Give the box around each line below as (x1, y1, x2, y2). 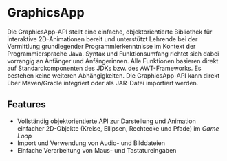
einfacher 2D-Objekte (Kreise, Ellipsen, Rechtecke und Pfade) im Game (17, 124, 219, 132)
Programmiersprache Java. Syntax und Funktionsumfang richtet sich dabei (7, 50, 219, 58)
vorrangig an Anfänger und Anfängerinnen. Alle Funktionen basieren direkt (7, 56, 219, 65)
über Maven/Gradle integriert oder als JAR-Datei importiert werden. (7, 78, 199, 87)
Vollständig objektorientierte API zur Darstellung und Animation (17, 117, 196, 125)
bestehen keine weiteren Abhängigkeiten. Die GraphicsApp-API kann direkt (7, 71, 220, 80)
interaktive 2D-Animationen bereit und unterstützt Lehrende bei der (7, 34, 198, 43)
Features (7, 98, 46, 111)
